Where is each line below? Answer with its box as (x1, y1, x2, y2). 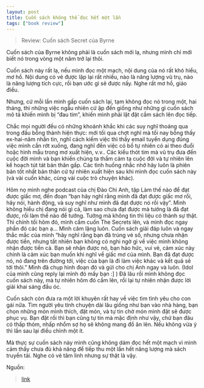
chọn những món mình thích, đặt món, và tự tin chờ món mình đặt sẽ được (6, 308, 192, 315)
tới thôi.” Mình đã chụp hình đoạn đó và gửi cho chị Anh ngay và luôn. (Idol (6, 264, 194, 271)
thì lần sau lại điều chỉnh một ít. (6, 327, 84, 334)
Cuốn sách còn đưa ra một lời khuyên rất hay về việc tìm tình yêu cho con (6, 295, 191, 302)
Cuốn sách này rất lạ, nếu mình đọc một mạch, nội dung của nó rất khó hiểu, (6, 67, 198, 74)
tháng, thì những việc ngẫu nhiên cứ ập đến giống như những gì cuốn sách (6, 105, 194, 112)
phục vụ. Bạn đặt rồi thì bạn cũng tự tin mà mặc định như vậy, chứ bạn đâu (6, 314, 194, 322)
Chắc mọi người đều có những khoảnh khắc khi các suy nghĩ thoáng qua (6, 123, 188, 130)
